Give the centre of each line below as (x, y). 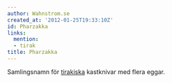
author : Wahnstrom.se (39, 13)
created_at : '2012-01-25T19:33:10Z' (60, 20)
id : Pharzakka (28, 26)
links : (17, 33)
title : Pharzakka (32, 53)
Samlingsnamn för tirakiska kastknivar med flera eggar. (86, 72)
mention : (26, 39)
